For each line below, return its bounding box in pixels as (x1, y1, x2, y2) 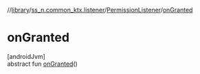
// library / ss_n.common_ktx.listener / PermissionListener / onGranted (7, 6, 193, 14)
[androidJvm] (7, 52, 46, 60)
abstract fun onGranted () (7, 60, 78, 68)
